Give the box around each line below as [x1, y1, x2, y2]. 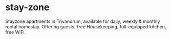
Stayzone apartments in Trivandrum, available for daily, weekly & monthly [5, 18, 160, 24]
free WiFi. [5, 29, 26, 35]
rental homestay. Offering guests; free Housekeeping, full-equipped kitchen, [5, 23, 166, 29]
